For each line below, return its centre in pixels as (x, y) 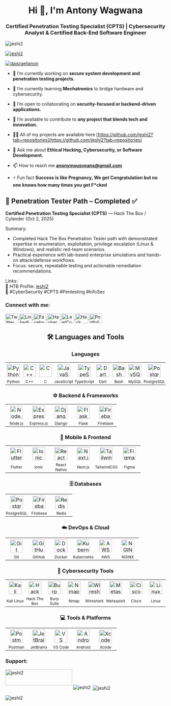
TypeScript (84, 382)
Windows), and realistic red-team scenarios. (59, 249)
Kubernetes (83, 557)
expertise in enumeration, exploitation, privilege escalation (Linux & (83, 244)
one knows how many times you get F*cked (60, 185)
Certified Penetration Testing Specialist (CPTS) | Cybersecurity (85, 27)
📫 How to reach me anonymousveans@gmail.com (67, 166)
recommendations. (32, 271)
